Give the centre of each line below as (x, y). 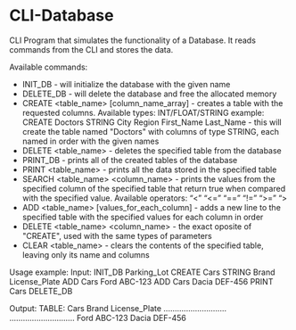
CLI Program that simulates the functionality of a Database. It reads (133, 40)
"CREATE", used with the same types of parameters (117, 235)
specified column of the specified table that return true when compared (154, 188)
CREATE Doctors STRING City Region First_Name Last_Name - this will (152, 122)
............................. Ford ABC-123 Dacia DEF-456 (98, 318)
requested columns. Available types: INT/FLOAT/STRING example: (143, 112)
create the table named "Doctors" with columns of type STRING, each (150, 131)
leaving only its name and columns (86, 254)
